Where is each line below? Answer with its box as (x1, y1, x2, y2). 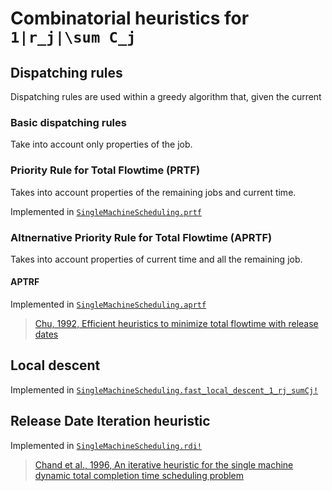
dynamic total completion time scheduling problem (34, 469, 245, 481)
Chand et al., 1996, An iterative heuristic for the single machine (34, 458, 294, 471)
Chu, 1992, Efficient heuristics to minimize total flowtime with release (34, 318, 319, 330)
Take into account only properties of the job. (10, 138, 193, 151)
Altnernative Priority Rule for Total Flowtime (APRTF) (10, 230, 273, 244)
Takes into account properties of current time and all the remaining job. (10, 253, 303, 265)
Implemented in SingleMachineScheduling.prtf (10, 205, 203, 217)
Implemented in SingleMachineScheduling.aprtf (10, 298, 207, 311)
